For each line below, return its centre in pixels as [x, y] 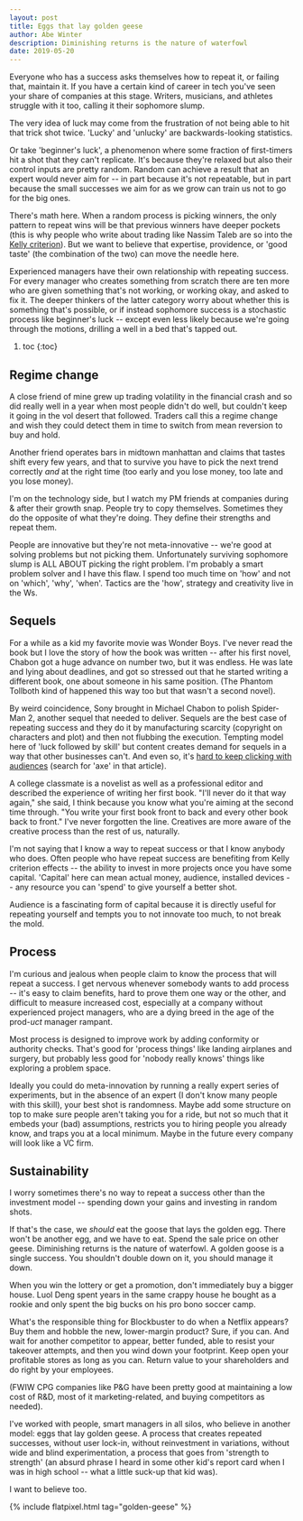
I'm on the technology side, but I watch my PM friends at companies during [149, 498]
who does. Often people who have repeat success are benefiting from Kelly [150, 858]
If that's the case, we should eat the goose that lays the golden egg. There [147, 1230]
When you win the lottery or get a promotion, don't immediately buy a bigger [151, 1286]
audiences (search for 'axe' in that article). [88, 765]
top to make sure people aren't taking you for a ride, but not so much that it [149, 1114]
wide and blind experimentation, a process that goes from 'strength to [139, 1452]
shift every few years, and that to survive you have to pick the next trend [144, 462]
